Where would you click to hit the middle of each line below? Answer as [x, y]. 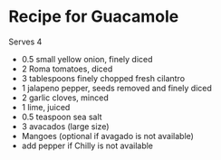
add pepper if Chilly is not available [87, 146]
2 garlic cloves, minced [65, 98]
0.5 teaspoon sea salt [62, 117]
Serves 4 [25, 42]
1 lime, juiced [46, 107]
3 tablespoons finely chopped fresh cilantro [103, 78]
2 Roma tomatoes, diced [67, 69]
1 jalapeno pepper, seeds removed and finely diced [116, 88]
